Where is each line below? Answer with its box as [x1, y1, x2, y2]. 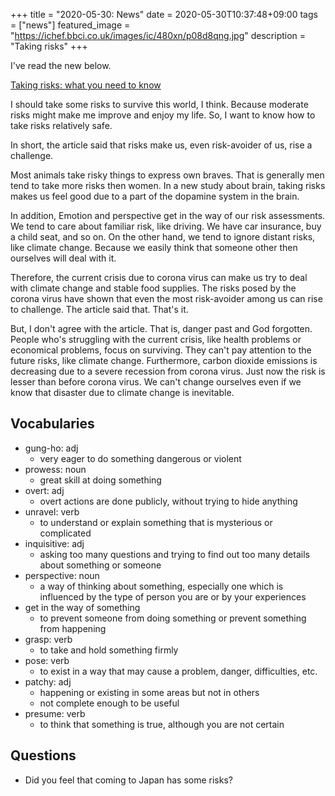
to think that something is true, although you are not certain [39, 718, 285, 730]
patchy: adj [24, 675, 72, 688]
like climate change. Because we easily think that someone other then [10, 242, 298, 253]
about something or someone [39, 559, 162, 571]
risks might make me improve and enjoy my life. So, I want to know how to [10, 109, 316, 121]
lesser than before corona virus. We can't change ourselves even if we [10, 376, 302, 388]
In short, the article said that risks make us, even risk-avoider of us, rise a [10, 139, 313, 151]
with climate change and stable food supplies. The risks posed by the [10, 282, 297, 294]
